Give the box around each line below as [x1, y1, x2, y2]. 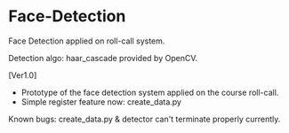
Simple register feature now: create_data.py [20, 96, 181, 107]
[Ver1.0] [8, 69, 37, 81]
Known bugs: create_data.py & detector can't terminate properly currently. [8, 113, 281, 124]
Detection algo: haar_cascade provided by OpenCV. [8, 52, 197, 63]
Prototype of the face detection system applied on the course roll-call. [20, 87, 279, 98]
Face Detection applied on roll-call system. [8, 35, 165, 46]
